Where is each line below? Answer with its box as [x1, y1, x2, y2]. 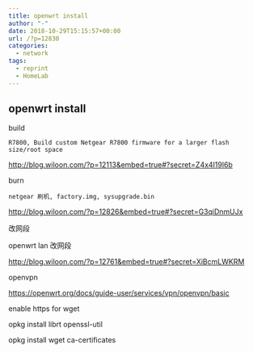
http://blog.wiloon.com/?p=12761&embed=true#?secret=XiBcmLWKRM [8, 257, 245, 267]
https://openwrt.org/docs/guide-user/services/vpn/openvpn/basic [8, 288, 230, 298]
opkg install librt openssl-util [8, 320, 103, 330]
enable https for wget [8, 304, 80, 313]
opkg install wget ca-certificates [8, 335, 116, 345]
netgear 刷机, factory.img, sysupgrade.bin [8, 193, 155, 201]
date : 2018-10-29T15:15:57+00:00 [8, 27, 121, 35]
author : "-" [8, 19, 48, 27]
